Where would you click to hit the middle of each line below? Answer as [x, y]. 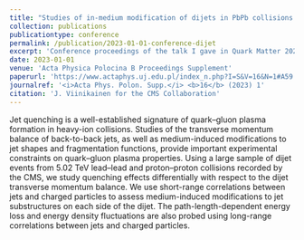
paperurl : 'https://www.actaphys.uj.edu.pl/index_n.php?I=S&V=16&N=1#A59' [153, 77]
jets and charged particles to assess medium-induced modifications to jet [147, 197]
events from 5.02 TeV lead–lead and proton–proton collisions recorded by [146, 168]
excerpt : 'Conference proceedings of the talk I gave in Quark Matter [145, 52]
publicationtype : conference [64, 34]
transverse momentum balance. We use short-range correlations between [147, 187]
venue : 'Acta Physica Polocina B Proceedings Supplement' [121, 69]
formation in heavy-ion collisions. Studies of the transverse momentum [142, 129]
